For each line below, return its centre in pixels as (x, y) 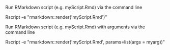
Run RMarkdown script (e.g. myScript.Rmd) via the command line (74, 7)
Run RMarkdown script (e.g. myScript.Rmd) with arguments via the (75, 27)
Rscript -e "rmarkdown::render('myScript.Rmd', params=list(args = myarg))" (85, 42)
